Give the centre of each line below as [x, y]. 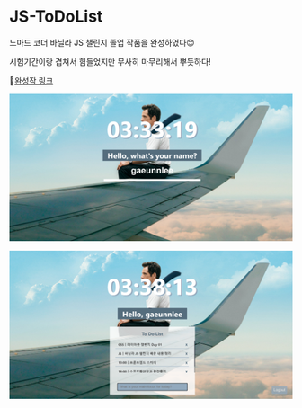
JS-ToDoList [56, 17]
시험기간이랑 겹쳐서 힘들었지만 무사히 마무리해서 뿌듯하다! [110, 61]
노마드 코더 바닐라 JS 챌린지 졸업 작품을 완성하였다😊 [102, 42]
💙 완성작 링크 [31, 80]
